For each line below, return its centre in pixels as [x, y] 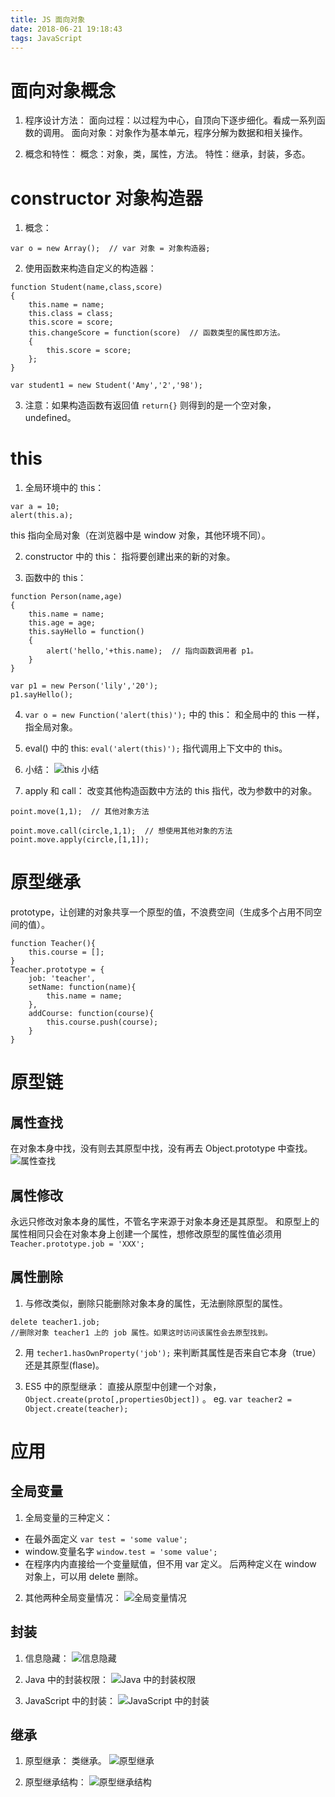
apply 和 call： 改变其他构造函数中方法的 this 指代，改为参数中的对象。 [171, 791]
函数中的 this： [55, 578]
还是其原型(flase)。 [64, 1365]
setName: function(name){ [82, 987]
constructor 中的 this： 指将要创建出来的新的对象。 [130, 557]
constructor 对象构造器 [106, 198]
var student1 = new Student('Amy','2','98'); [106, 386]
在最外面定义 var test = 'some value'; [106, 1538]
